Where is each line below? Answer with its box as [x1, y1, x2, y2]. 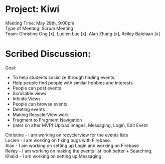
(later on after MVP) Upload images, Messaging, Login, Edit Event [12, 122, 148, 128]
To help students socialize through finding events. [12, 74, 116, 80]
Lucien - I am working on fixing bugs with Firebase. [5, 137, 111, 143]
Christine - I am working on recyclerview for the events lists [5, 131, 128, 138]
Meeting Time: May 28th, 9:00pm [5, 20, 74, 26]
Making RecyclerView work [12, 111, 69, 117]
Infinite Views [12, 95, 41, 101]
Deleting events [12, 106, 45, 112]
